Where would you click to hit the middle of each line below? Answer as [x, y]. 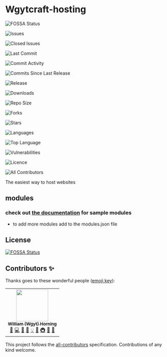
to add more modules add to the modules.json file [65, 224]
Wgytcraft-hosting [46, 9]
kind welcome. [21, 350]
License [18, 240]
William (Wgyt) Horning [32, 324]
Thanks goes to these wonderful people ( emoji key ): [60, 281]
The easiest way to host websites [40, 182]
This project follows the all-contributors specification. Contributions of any [84, 345]
